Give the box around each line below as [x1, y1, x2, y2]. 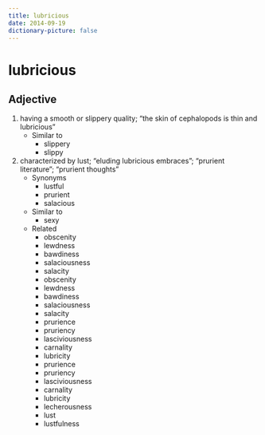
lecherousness [43, 402, 92, 412]
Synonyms [31, 173, 67, 183]
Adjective [8, 93, 57, 106]
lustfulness [43, 419, 80, 429]
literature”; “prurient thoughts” [19, 164, 119, 174]
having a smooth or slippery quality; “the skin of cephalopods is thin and [19, 113, 258, 124]
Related [31, 224, 57, 234]
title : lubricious [8, 11, 69, 20]
